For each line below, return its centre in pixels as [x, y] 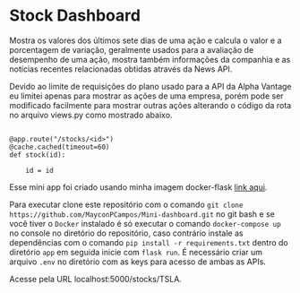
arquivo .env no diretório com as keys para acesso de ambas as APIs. [138, 262]
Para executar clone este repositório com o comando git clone [126, 204]
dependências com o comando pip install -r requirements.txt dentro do [149, 242]
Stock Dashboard [75, 16]
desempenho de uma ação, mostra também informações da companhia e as [150, 59]
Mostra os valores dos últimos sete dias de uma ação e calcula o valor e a [146, 40]
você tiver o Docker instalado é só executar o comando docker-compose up [145, 223]
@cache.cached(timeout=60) [60, 147]
